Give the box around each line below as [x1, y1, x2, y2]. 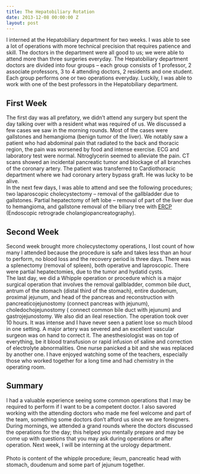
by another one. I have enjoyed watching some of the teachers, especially [6, 351, 188, 358]
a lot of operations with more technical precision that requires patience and [6, 42, 191, 50]
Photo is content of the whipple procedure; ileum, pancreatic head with [6, 455, 181, 462]
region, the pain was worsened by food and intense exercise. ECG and [6, 146, 179, 153]
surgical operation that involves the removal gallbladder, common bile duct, [6, 281, 191, 288]
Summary [6, 381, 44, 391]
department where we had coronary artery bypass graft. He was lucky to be [6, 171, 193, 178]
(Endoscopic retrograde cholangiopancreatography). [6, 209, 136, 217]
